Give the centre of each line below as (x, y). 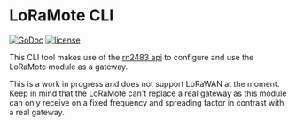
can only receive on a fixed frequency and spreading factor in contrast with (147, 102)
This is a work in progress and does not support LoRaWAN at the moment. (144, 83)
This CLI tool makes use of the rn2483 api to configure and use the (132, 57)
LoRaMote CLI (62, 16)
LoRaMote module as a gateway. (69, 67)
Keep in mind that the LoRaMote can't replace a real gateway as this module (148, 93)
